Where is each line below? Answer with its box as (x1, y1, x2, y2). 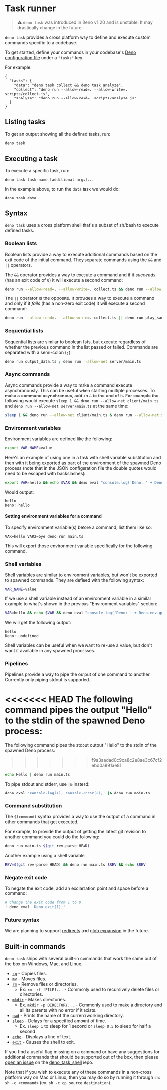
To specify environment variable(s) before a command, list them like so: (5, 524, 152, 530)
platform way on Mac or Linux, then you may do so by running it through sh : (5, 1074, 160, 1080)
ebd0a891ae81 (91, 762, 122, 769)
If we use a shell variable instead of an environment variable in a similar (5, 595, 152, 602)
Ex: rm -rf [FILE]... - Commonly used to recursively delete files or (19, 986, 160, 992)
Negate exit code (5, 874, 47, 881)
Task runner (5, 3, 56, 14)
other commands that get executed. (5, 819, 79, 825)
